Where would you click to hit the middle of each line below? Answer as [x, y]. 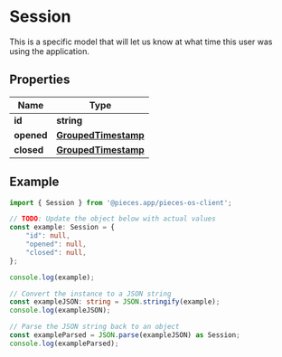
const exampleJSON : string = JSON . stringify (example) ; [115, 302]
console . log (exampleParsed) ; [64, 343]
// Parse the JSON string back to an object [94, 327]
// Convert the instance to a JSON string [90, 294]
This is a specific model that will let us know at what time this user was [141, 42]
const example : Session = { [62, 228]
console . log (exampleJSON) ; [60, 310]
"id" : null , [48, 236]
